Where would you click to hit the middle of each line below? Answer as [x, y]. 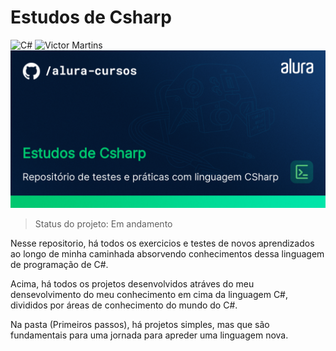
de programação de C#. [59, 264]
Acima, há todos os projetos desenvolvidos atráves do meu [132, 283]
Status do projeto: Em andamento [103, 223]
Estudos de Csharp [91, 17]
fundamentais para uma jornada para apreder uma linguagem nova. [149, 335]
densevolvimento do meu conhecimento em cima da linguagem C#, [149, 294]
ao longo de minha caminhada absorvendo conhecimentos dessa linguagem [167, 253]
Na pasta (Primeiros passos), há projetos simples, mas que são [140, 324]
